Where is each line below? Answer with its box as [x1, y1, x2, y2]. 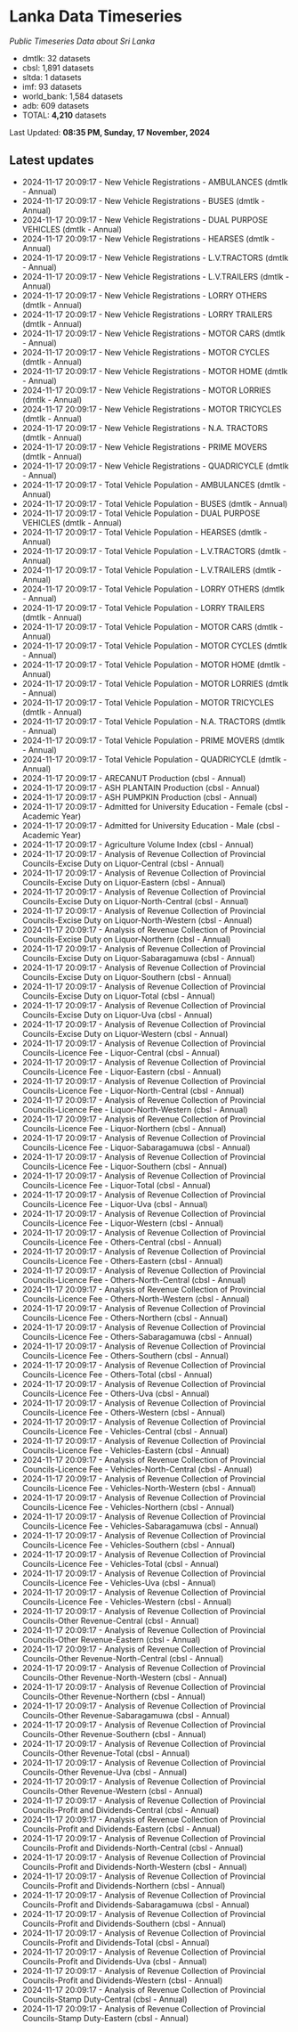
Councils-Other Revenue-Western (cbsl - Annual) [21, 1785, 203, 1796]
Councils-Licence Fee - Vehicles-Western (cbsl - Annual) [21, 1596, 232, 1607]
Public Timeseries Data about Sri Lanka [9, 36, 156, 46]
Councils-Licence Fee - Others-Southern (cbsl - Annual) [21, 1350, 230, 1360]
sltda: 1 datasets [21, 71, 82, 82]
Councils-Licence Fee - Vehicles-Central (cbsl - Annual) [21, 1425, 229, 1436]
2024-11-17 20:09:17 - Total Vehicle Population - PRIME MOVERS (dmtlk [21, 735, 286, 746]
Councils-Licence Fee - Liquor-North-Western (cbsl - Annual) [21, 1104, 248, 1114]
